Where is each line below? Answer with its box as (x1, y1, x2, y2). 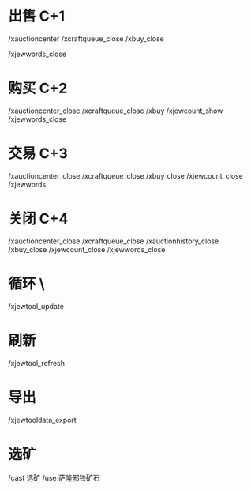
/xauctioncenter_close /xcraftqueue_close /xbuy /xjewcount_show (8, 106, 223, 115)
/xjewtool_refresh (8, 358, 66, 367)
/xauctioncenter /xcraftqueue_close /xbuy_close (8, 33, 164, 43)
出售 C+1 (8, 7, 66, 25)
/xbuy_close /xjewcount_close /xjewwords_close (8, 244, 166, 254)
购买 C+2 (8, 80, 68, 97)
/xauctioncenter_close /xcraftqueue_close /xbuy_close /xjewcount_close (8, 171, 243, 180)
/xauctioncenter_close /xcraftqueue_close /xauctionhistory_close (8, 236, 219, 246)
